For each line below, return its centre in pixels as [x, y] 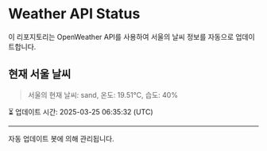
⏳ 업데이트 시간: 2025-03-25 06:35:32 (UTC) [81, 111]
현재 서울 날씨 [40, 74]
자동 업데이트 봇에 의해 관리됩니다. [61, 138]
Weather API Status [74, 14]
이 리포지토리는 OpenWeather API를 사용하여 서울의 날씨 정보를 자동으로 [121, 37]
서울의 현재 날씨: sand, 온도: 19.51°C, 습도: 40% [103, 95]
